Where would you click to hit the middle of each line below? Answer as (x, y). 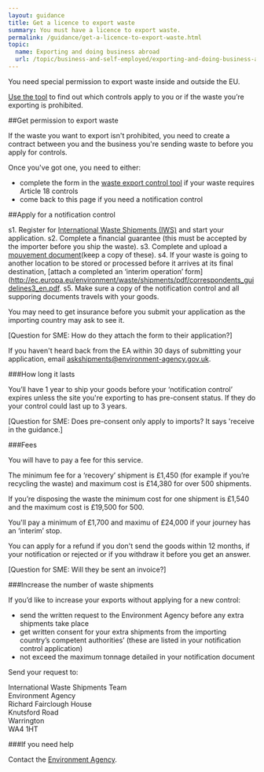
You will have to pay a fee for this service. (76, 459)
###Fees (23, 445)
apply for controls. (38, 152)
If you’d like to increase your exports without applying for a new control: (125, 600)
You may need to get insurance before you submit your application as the (127, 312)
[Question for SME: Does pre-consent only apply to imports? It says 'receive (132, 421)
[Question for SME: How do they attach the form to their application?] (121, 335)
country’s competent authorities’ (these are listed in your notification (130, 640)
